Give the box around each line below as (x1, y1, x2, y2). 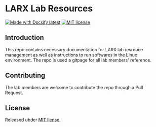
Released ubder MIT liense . (5, 117, 61, 123)
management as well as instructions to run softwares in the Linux (5, 52, 137, 58)
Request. (5, 90, 23, 95)
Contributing (5, 71, 45, 80)
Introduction (5, 33, 44, 42)
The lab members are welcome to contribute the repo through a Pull (5, 84, 143, 90)
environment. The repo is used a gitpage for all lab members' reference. (5, 57, 152, 63)
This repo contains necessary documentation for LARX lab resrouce (5, 46, 143, 52)
